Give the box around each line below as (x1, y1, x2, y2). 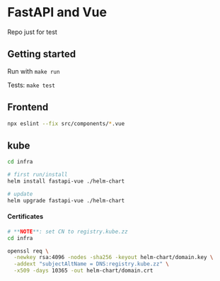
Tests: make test (7, 81, 55, 89)
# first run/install (7, 171, 69, 178)
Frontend (7, 101, 49, 113)
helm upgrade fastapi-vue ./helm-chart (7, 197, 125, 204)
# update (7, 190, 33, 197)
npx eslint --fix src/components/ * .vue (7, 120, 125, 127)
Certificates (7, 212, 44, 221)
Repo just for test (7, 28, 58, 36)
